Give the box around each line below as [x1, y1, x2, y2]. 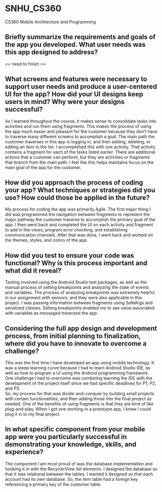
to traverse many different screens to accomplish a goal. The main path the [5, 134, 155, 139]
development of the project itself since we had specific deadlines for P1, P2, [5, 381, 156, 386]
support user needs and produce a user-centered [5, 83, 157, 91]
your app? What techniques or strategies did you [5, 186, 156, 194]
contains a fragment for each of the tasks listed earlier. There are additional [5, 149, 156, 155]
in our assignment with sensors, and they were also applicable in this [5, 295, 143, 301]
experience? [5, 448, 44, 456]
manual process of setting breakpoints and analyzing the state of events [5, 284, 149, 291]
